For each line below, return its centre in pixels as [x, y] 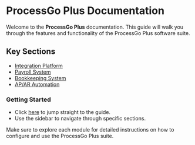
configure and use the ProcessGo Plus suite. [60, 136]
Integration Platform [39, 65]
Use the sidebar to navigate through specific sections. [80, 119]
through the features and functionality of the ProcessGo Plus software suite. [98, 33]
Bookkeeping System [40, 78]
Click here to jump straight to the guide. [62, 112]
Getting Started [28, 99]
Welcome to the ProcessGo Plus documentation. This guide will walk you [95, 27]
